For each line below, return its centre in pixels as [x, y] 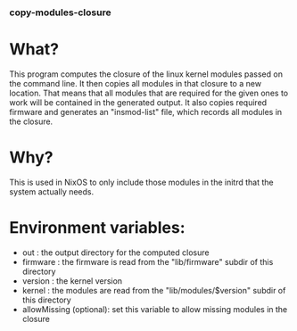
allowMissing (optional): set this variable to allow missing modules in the [155, 309]
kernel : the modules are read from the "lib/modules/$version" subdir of [154, 290]
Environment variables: [97, 227]
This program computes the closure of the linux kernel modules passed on [146, 74]
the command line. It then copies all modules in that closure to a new [135, 83]
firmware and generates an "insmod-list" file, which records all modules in [146, 112]
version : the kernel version [72, 281]
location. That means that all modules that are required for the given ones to [148, 93]
